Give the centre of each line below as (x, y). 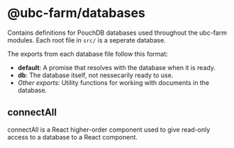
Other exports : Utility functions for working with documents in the (113, 82)
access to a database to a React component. (73, 137)
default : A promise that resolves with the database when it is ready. (117, 67)
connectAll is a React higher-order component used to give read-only (109, 130)
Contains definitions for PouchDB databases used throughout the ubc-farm (117, 33)
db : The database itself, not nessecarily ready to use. (95, 75)
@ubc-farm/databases (76, 13)
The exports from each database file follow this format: (88, 54)
